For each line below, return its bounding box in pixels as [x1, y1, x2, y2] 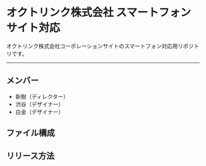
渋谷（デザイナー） [15, 100, 64, 108]
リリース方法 [6, 151, 55, 161]
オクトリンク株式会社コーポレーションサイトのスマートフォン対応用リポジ [6, 42, 194, 50]
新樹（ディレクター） [15, 92, 69, 100]
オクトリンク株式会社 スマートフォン [6, 6, 191, 20]
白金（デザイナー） [15, 108, 64, 115]
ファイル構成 [6, 128, 55, 138]
